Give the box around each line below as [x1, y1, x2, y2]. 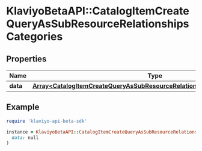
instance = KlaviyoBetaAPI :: [6, 129, 79, 135]
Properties [6, 54, 47, 64]
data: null [11, 134, 39, 141]
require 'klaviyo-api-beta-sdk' [6, 118, 87, 124]
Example [6, 102, 40, 112]
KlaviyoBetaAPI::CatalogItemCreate [6, 4, 189, 18]
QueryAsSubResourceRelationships [6, 17, 189, 31]
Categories [6, 30, 63, 43]
